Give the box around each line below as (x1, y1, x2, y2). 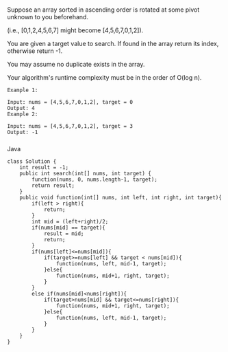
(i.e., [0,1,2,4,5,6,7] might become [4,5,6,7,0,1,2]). (7, 26, 144, 34)
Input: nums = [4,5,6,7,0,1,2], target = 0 (7, 98, 134, 105)
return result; (31, 181, 75, 189)
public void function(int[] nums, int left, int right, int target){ (19, 194, 223, 201)
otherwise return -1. (7, 47, 63, 55)
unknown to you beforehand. (7, 12, 89, 21)
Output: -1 (7, 129, 38, 135)
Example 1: (7, 87, 38, 93)
